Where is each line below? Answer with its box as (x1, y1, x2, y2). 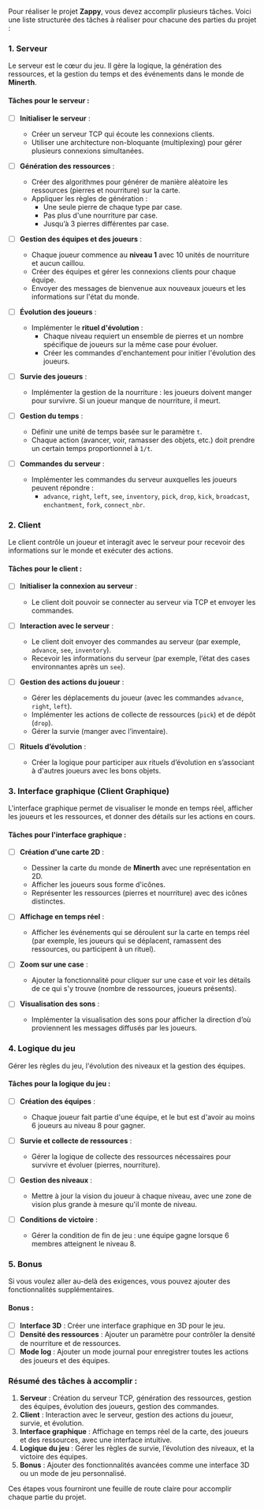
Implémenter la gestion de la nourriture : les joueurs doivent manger (31, 387, 252, 397)
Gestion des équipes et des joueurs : (19, 234, 143, 244)
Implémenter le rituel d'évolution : (31, 322, 143, 332)
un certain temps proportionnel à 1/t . (31, 443, 153, 453)
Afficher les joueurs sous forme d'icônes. (31, 880, 165, 889)
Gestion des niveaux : (19, 1176, 93, 1185)
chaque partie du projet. (8, 1492, 87, 1502)
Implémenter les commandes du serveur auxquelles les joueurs (31, 475, 238, 484)
